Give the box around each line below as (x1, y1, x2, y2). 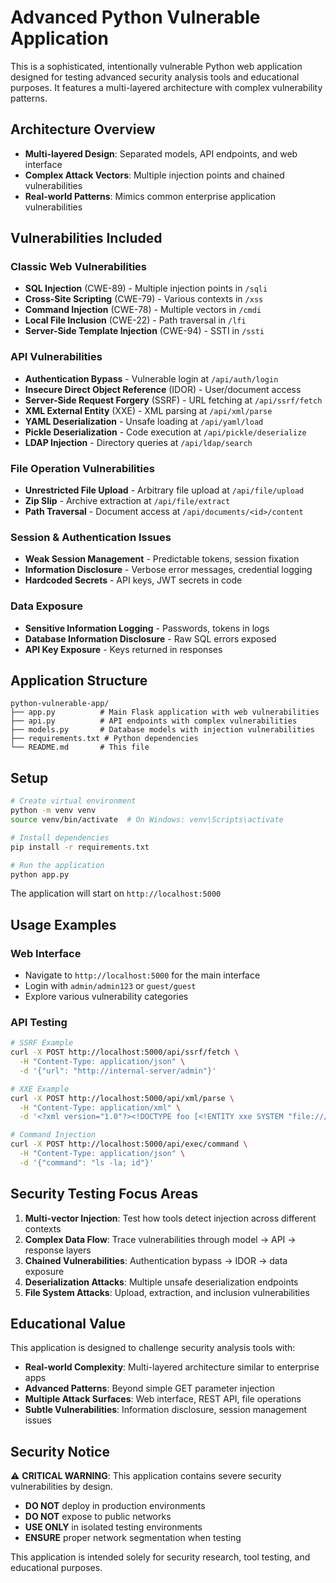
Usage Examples (10, 916, 117, 933)
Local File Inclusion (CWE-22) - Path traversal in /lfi (24, 314, 247, 326)
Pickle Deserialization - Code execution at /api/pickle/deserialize (24, 426, 307, 438)
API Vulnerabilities (10, 350, 103, 364)
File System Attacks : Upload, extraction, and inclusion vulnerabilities (24, 1286, 310, 1298)
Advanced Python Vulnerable (10, 6, 261, 29)
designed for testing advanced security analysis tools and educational (10, 71, 300, 83)
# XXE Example (10, 1084, 70, 1094)
